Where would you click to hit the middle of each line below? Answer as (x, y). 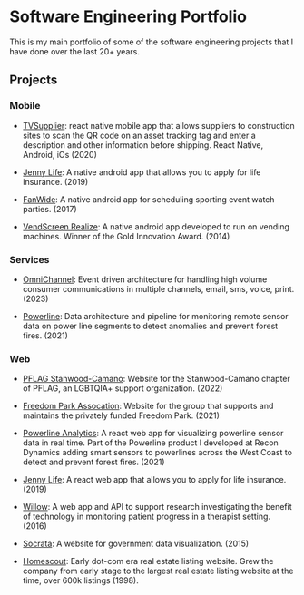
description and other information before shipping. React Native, (143, 145)
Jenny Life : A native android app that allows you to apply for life (142, 172)
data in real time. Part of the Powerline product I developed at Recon (150, 443)
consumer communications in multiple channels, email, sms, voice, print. (158, 288)
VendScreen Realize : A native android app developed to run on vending (156, 226)
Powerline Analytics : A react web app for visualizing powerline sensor (153, 434)
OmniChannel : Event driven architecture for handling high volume (145, 279)
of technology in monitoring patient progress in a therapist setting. (146, 517)
